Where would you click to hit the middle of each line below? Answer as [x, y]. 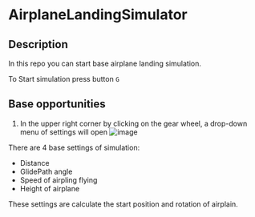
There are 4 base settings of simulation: [74, 147]
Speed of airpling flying [59, 180]
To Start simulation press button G [64, 79]
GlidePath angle [46, 171]
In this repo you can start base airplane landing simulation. [105, 63]
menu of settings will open [64, 132]
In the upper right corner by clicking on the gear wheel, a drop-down [134, 123]
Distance [34, 163]
